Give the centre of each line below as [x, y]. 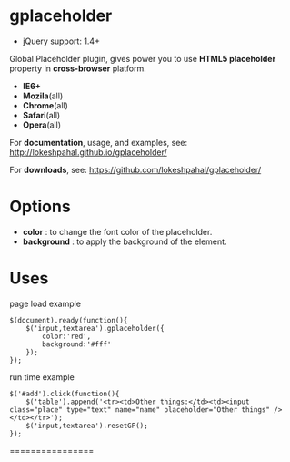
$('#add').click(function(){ [65, 394]
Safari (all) [41, 115]
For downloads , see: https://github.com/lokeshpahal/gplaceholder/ [135, 169]
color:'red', [67, 336]
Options [40, 207]
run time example [42, 377]
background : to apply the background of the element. [125, 241]
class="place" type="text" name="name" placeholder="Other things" [140, 410]
